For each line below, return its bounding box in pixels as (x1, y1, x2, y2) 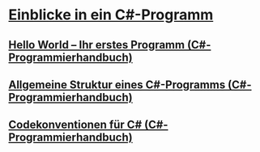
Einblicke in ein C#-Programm (8, 6, 214, 24)
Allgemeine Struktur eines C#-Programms (8, 78, 226, 91)
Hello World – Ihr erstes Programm (8, 38, 185, 52)
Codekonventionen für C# (8, 118, 143, 132)
